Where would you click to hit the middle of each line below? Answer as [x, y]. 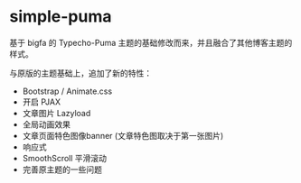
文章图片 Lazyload [56, 113]
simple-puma [61, 17]
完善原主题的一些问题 [62, 169]
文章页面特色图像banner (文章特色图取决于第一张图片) [123, 135]
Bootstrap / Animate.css [67, 91]
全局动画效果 [46, 124]
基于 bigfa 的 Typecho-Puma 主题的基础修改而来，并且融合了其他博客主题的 [151, 42]
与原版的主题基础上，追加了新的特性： [80, 73]
